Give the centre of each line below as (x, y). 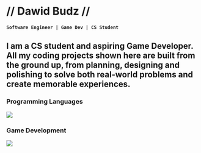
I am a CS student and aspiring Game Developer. (100, 46)
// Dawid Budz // (48, 11)
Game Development (36, 130)
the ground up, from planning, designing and (93, 65)
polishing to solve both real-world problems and (100, 75)
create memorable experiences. (68, 84)
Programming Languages (45, 102)
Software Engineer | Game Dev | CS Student (63, 27)
